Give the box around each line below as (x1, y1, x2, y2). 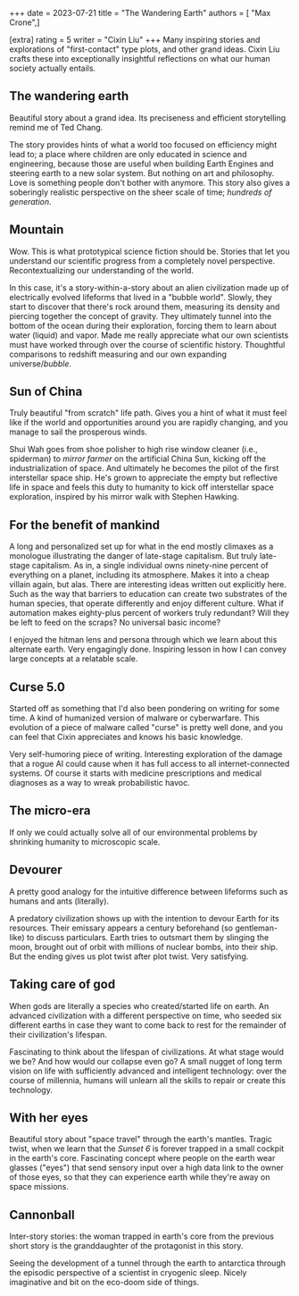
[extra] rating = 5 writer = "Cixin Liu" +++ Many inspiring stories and (9, 35, 261, 45)
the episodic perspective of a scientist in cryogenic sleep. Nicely (9, 1267, 247, 1278)
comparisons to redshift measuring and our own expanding (9, 349, 228, 359)
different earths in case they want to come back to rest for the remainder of (9, 1019, 287, 1031)
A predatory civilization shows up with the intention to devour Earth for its (9, 913, 279, 923)
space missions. (9, 1182, 69, 1192)
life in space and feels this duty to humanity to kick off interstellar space (9, 482, 274, 492)
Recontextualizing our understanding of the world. (9, 265, 195, 275)
